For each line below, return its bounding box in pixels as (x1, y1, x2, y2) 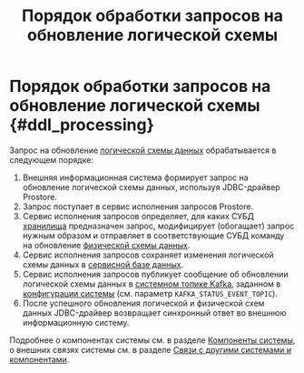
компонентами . (9, 354, 70, 365)
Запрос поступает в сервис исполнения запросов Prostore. (22, 201, 254, 212)
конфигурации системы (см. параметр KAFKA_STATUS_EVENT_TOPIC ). (22, 287, 279, 298)
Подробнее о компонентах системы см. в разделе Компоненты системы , (9, 334, 296, 346)
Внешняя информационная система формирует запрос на (22, 172, 249, 183)
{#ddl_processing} (9, 115, 154, 136)
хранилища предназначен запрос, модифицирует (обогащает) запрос (22, 220, 295, 231)
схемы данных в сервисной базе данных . (22, 258, 184, 269)
